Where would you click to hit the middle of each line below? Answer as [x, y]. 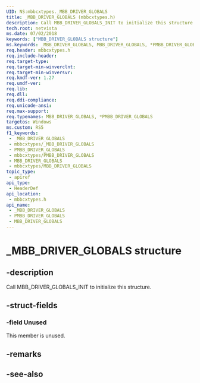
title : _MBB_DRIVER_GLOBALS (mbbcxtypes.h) [61, 17]
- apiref [20, 178]
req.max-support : [28, 111]
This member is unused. [36, 335]
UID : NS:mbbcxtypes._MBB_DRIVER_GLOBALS [57, 12]
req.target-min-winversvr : [40, 72]
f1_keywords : [22, 133]
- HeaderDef [24, 188]
